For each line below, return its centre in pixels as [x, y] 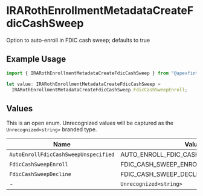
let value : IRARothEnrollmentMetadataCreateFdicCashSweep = [84, 84]
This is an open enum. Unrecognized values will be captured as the [90, 123]
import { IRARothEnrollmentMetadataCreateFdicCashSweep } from [88, 73]
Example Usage [36, 59]
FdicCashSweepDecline [40, 174]
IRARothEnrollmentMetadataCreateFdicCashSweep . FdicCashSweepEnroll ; [100, 90]
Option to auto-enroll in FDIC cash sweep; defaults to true [78, 40]
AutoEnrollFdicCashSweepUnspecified [62, 155]
